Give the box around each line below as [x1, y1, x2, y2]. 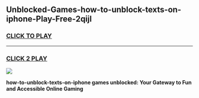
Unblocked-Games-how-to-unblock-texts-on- [6, 5, 182, 15]
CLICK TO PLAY [6, 32, 52, 40]
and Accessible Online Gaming [6, 85, 84, 92]
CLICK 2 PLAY [6, 54, 47, 62]
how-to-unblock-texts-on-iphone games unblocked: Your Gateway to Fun [6, 78, 192, 86]
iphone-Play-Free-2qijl [6, 14, 92, 24]
